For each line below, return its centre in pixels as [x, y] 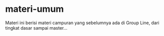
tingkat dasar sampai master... [36, 28]
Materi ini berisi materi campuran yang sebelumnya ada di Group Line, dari [82, 23]
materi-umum [35, 9]
